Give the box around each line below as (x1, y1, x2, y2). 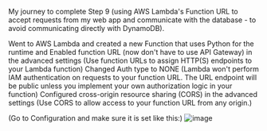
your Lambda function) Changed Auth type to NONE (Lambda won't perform (8, 64, 259, 74)
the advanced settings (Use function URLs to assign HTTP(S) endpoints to (8, 56, 253, 65)
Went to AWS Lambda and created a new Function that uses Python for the (8, 39, 254, 48)
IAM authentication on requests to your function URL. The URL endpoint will (8, 73, 257, 82)
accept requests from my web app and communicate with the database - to (8, 15, 257, 25)
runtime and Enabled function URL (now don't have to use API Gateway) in (8, 48, 253, 56)
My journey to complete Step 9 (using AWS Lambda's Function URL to (8, 7, 239, 16)
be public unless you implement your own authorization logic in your (8, 81, 233, 91)
